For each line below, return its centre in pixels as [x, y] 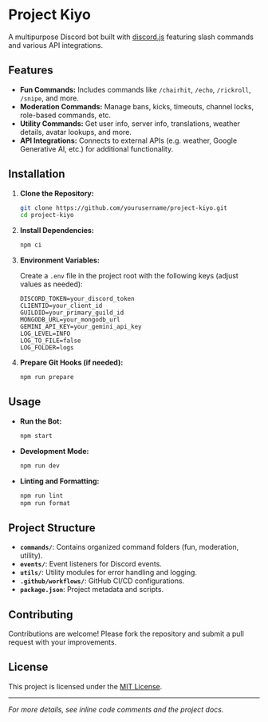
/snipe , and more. [49, 98]
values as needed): [51, 284]
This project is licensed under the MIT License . [85, 686]
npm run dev [39, 466]
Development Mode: [54, 451]
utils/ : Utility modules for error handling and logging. [108, 573]
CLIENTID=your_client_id [61, 306]
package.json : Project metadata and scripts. [92, 590]
